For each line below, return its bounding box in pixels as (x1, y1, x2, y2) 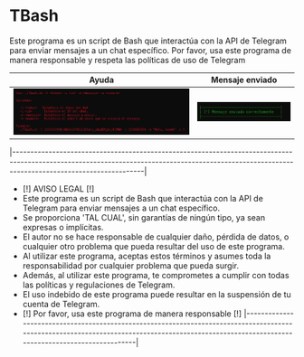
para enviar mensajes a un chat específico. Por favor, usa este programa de (9, 44, 292, 55)
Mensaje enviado (211, 74, 278, 86)
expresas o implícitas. (22, 221, 104, 232)
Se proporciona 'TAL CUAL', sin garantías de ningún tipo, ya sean (22, 211, 265, 222)
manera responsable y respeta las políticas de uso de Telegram (9, 54, 246, 65)
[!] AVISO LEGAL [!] (22, 183, 95, 194)
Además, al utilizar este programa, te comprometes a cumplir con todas (22, 269, 290, 280)
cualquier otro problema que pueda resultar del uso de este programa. (22, 240, 285, 251)
